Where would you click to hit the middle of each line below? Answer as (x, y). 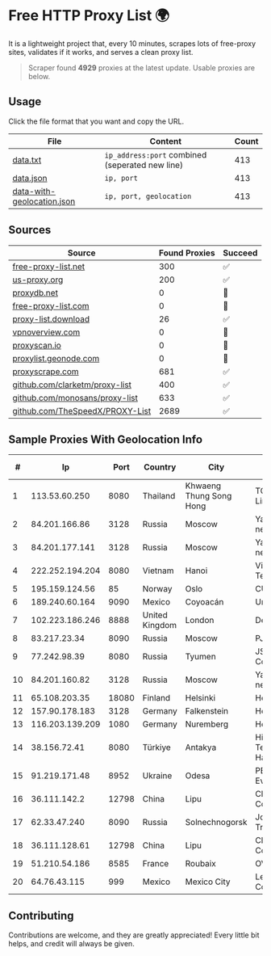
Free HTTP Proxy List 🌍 (89, 16)
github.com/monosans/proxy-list (75, 398)
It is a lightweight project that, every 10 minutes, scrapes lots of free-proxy (132, 43)
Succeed (240, 253)
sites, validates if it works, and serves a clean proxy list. (101, 52)
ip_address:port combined (156, 154)
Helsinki (200, 698)
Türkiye (156, 748)
